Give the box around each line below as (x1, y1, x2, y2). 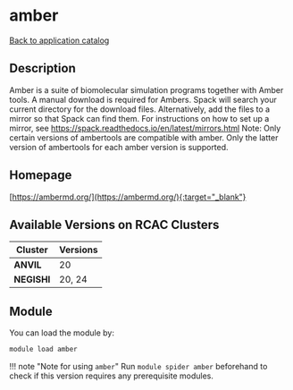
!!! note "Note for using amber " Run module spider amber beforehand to (9, 361, 268, 372)
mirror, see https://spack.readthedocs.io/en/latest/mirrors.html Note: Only (9, 123, 281, 133)
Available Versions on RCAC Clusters (9, 216, 220, 233)
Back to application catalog (9, 35, 110, 46)
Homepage (9, 167, 72, 183)
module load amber (9, 345, 78, 354)
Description (9, 61, 76, 76)
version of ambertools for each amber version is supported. (9, 141, 230, 152)
